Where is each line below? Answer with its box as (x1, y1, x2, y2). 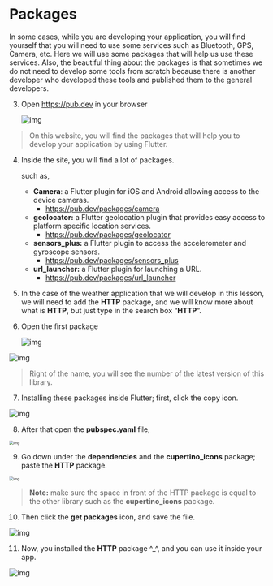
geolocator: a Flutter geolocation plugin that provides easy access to (32, 212, 266, 222)
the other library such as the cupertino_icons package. (28, 496, 215, 506)
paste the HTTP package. (20, 460, 108, 470)
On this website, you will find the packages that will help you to (28, 131, 240, 140)
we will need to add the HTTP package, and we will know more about (20, 297, 253, 307)
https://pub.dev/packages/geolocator (45, 229, 171, 239)
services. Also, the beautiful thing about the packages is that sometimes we (9, 58, 263, 67)
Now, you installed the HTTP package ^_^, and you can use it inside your (20, 543, 262, 553)
